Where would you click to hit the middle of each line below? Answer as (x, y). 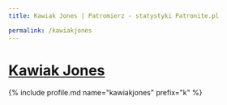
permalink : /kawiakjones (50, 30)
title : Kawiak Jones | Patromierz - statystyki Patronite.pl (114, 16)
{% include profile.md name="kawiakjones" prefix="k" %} (105, 93)
